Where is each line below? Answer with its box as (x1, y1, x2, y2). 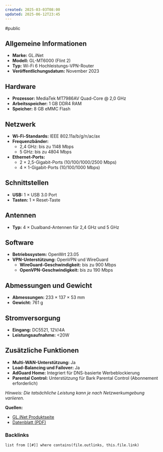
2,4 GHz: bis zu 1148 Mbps (19, 143, 74, 149)
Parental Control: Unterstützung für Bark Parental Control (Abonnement (12, 375, 158, 381)
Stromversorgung (5, 314, 60, 322)
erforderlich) (12, 380, 38, 386)
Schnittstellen (5, 179, 49, 187)
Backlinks (5, 431, 29, 438)
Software (5, 238, 34, 247)
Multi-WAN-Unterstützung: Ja (12, 359, 76, 365)
